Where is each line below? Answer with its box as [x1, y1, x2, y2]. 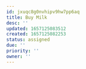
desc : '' [6, 20, 28, 26]
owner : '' [6, 53, 31, 59]
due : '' [6, 43, 26, 49]
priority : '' [6, 48, 39, 54]
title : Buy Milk [6, 14, 47, 20]
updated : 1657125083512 [6, 25, 67, 32]
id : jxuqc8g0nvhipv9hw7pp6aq [6, 8, 80, 15]
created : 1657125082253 [6, 31, 67, 37]
